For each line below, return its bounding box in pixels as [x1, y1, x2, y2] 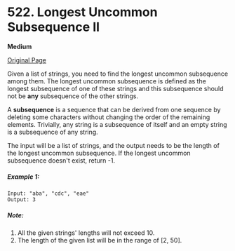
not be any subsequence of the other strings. [7, 92, 139, 100]
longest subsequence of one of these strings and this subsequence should [7, 84, 224, 93]
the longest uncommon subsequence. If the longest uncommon [7, 149, 191, 157]
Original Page [7, 55, 47, 64]
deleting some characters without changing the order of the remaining [7, 113, 210, 121]
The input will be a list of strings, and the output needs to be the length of [7, 141, 220, 149]
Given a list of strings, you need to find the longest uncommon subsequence [7, 69, 229, 78]
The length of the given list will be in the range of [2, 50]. [17, 236, 182, 244]
